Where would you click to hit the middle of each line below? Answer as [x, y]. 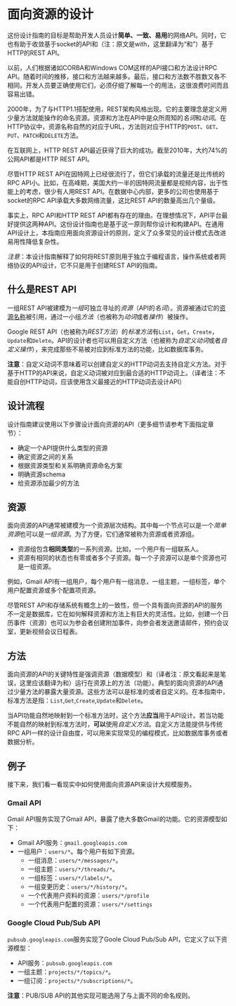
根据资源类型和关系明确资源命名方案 [70, 465]
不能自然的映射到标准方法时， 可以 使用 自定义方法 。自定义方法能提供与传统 [115, 724]
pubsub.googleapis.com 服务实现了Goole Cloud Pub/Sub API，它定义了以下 [114, 939]
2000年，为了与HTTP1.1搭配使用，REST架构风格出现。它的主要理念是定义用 [117, 109]
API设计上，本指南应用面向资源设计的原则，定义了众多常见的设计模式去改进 [117, 233]
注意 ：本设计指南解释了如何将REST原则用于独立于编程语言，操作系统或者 [113, 256]
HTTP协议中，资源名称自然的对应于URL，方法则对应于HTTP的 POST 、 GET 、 [115, 126]
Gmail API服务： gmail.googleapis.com [72, 843]
